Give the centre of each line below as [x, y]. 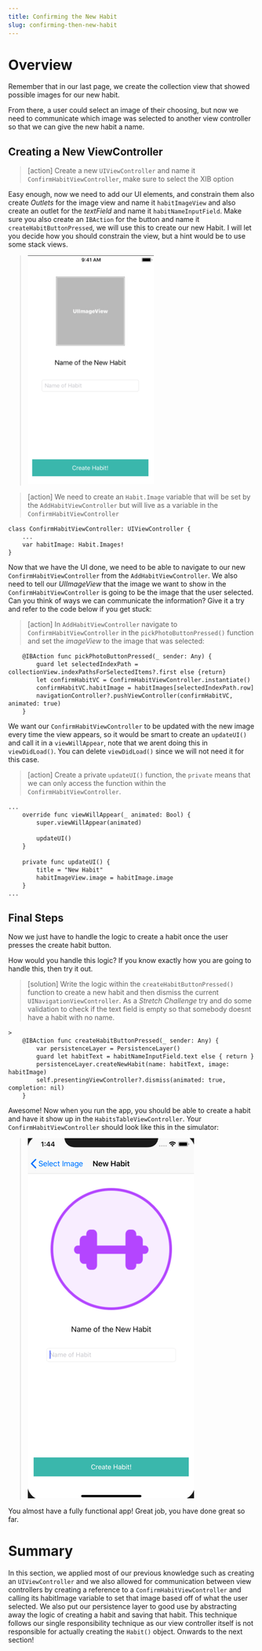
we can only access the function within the [96, 783]
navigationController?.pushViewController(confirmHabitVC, [135, 696]
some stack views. [38, 245]
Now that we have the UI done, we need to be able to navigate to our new [127, 568]
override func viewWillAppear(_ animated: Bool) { [107, 815]
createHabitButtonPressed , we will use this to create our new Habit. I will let [130, 228]
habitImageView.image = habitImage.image [105, 878]
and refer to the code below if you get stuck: [80, 609]
